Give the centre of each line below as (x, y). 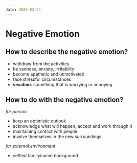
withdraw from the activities (41, 64)
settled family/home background (45, 156)
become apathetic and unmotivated (48, 74)
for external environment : (31, 146)
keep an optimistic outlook (39, 121)
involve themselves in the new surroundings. (58, 137)
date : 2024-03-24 (23, 10)
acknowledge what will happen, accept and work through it (72, 126)
